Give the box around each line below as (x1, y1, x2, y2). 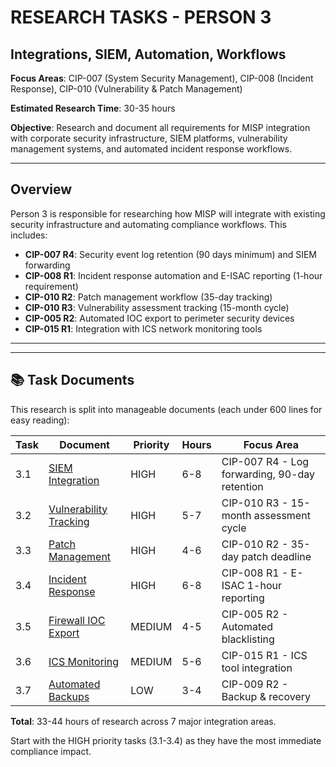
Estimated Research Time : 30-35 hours (10, 102, 176, 114)
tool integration (221, 661, 293, 675)
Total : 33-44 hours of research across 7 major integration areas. (10, 715, 277, 727)
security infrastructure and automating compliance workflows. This (10, 218, 287, 230)
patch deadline (241, 549, 312, 563)
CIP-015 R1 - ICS (221, 648, 308, 662)
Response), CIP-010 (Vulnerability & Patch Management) (10, 83, 243, 95)
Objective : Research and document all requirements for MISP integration (10, 122, 311, 133)
